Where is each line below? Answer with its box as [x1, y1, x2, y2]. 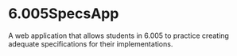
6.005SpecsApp [8, 5, 119, 23]
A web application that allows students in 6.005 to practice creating [8, 31, 229, 40]
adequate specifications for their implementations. [8, 39, 173, 48]
